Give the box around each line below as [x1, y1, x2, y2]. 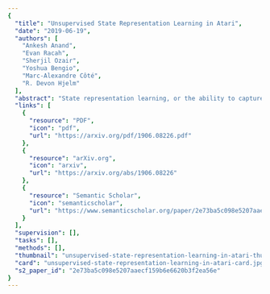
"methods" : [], [15, 244, 66, 252]
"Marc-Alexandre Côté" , [22, 72, 102, 80]
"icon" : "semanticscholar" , [28, 199, 124, 207]
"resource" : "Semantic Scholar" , [28, 191, 142, 200]
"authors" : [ [15, 34, 59, 43]
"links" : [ [15, 101, 52, 110]
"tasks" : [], [15, 237, 59, 245]
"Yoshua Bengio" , [22, 64, 81, 72]
